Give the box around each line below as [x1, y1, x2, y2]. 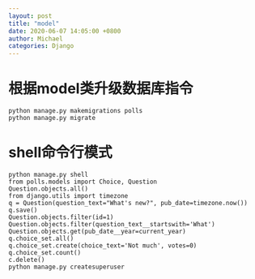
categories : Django [8, 42, 74, 50]
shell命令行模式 [8, 144, 113, 162]
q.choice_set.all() [8, 234, 74, 243]
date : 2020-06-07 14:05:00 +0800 [8, 27, 121, 35]
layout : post [8, 11, 53, 20]
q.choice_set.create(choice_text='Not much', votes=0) [8, 242, 198, 250]
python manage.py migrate [8, 114, 96, 122]
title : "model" [8, 19, 60, 28]
